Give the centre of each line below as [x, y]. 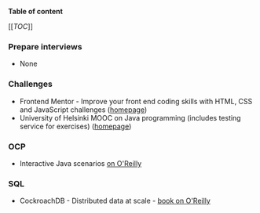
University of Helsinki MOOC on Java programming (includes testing [130, 117]
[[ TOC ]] [20, 26]
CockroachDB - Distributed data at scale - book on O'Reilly [115, 201]
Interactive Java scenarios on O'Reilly [81, 163]
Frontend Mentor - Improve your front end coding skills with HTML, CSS [136, 101]
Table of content [35, 11]
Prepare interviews [45, 46]
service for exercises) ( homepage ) [75, 126]
